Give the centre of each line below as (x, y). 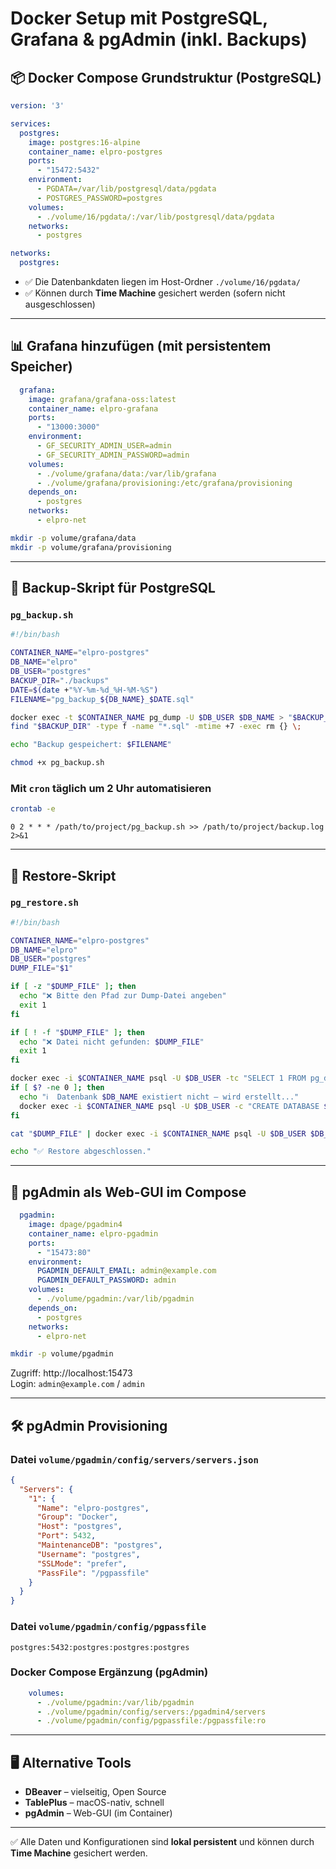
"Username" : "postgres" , (88, 1554)
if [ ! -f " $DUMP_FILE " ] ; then (77, 1032)
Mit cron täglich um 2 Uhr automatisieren (111, 788)
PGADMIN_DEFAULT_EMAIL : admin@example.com (126, 1271)
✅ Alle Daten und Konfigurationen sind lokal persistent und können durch (162, 1842)
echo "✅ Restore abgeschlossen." (81, 1152)
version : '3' (37, 106)
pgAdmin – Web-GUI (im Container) (98, 1813)
